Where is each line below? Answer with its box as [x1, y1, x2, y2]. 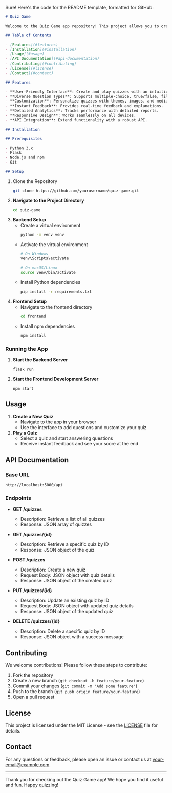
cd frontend [20, 314, 46, 319]
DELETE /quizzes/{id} [12, 618, 60, 624]
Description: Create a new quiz [20, 566, 86, 573]
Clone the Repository [12, 178, 58, 184]
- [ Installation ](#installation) [5, 47, 77, 52]
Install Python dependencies [20, 279, 81, 285]
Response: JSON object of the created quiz [20, 578, 112, 584]
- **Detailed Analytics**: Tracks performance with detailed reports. [5, 108, 159, 113]
